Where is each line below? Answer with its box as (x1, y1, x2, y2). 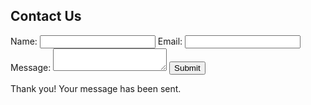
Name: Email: (10, 35, 183, 47)
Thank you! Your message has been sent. (10, 82, 182, 94)
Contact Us (10, 8, 82, 25)
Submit (174, 62, 201, 73)
